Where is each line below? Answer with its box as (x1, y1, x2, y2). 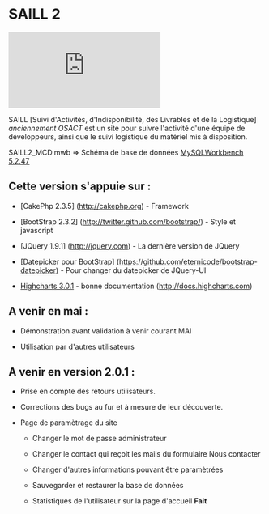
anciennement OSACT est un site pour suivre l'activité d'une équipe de (8, 123, 246, 133)
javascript (19, 225, 53, 235)
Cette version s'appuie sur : (8, 180, 152, 193)
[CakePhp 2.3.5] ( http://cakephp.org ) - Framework (19, 201, 189, 210)
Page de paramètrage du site (19, 418, 117, 427)
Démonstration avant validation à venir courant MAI (19, 325, 192, 336)
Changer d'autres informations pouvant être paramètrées (32, 465, 224, 474)
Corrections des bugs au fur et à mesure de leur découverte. (19, 402, 224, 412)
